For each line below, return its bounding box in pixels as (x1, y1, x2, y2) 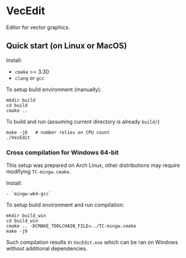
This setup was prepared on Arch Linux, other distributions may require (6, 162, 181, 169)
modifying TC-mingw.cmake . (6, 168, 71, 175)
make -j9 (6, 228, 28, 234)
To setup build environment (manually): (6, 86, 102, 93)
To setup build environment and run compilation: (6, 201, 124, 208)
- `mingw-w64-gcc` (6, 191, 52, 197)
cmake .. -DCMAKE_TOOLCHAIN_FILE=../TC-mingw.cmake (6, 223, 136, 229)
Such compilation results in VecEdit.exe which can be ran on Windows (6, 238, 178, 246)
